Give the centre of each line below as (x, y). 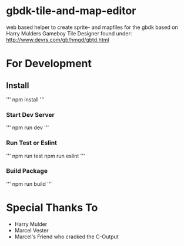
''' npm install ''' (26, 99)
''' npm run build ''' (29, 183)
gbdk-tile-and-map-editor (71, 11)
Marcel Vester (31, 230)
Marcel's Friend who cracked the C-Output (66, 237)
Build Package (27, 171)
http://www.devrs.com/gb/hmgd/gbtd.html (58, 40)
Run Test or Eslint (32, 143)
